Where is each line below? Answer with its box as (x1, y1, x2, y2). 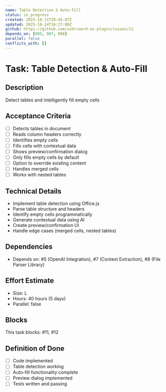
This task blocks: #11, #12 (5, 329, 59, 336)
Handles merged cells (12, 166, 59, 172)
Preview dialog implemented (12, 375, 73, 381)
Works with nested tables (12, 172, 66, 178)
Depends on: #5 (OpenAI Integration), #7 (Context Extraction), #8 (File (12, 256, 161, 262)
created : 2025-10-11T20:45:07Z (5, 17, 72, 22)
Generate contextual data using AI (12, 216, 85, 223)
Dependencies (5, 242, 53, 251)
